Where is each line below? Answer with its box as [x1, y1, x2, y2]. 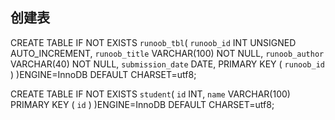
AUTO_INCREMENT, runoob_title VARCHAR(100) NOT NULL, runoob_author [10, 47, 325, 59]
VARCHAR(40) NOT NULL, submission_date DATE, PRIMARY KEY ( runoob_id [10, 58, 325, 70]
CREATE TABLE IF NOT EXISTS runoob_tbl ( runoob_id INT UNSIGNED [10, 36, 297, 48]
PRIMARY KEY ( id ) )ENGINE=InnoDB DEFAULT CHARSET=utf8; [10, 98, 275, 110]
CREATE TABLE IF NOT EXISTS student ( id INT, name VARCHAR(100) [10, 88, 291, 100]
